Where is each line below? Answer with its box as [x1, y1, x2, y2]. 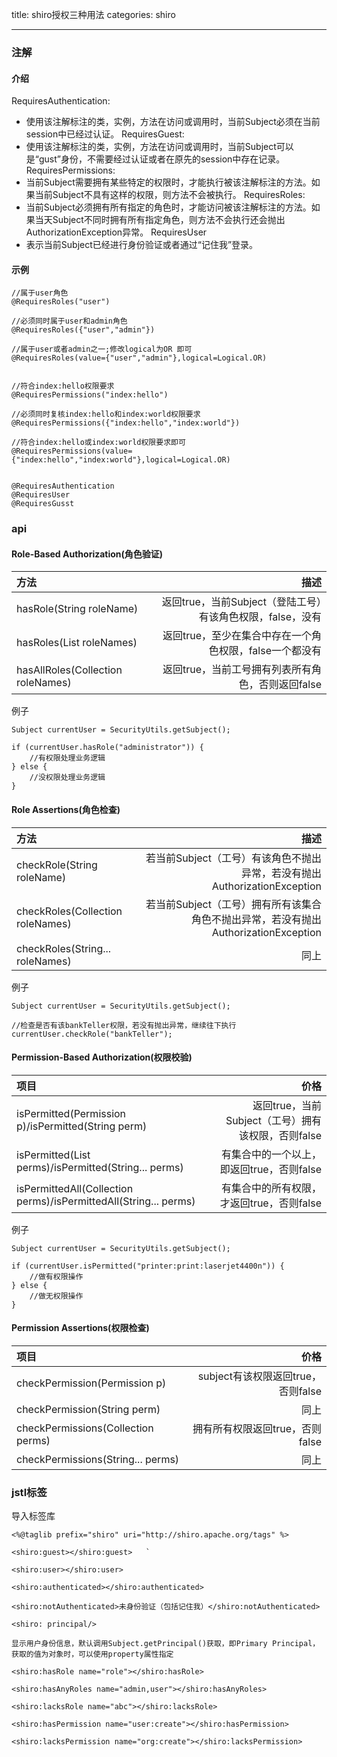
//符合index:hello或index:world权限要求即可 [11, 438, 186, 448]
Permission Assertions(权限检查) [11, 1322, 150, 1334]
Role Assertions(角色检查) [11, 804, 121, 816]
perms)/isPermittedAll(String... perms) [16, 1194, 196, 1208]
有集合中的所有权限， [220, 1181, 322, 1195]
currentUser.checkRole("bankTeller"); [11, 1029, 173, 1039]
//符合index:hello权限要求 [11, 381, 115, 392]
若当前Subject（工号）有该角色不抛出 [145, 851, 322, 865]
